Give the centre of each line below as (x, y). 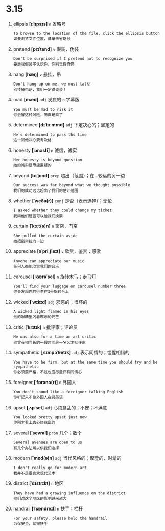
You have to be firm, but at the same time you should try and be (85, 362)
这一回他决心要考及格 (32, 140)
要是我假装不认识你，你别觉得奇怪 (44, 64)
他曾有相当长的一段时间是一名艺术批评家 (49, 342)
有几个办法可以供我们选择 (36, 448)
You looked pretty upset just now (50, 417)
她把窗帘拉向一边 (28, 241)
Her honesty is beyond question (48, 160)
